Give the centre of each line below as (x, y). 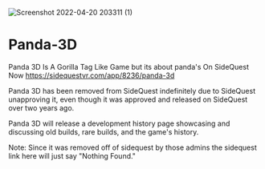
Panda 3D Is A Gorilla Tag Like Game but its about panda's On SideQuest (128, 66)
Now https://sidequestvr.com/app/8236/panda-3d (92, 75)
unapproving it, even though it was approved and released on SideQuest (128, 99)
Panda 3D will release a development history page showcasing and (119, 123)
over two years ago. (41, 107)
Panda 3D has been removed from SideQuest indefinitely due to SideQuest (132, 91)
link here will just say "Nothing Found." (72, 155)
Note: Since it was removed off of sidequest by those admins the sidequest (132, 147)
